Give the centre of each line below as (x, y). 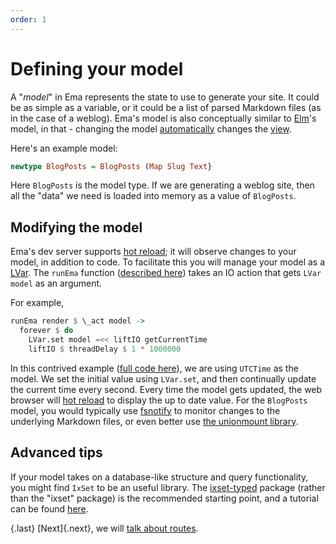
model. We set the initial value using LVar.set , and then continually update (163, 378)
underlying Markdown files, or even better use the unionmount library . (154, 421)
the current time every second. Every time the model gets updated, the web (166, 389)
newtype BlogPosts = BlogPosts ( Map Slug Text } (111, 166)
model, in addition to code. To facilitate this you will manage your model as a (168, 262)
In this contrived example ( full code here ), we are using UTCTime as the (154, 368)
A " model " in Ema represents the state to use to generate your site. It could (165, 97)
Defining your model (97, 68)
